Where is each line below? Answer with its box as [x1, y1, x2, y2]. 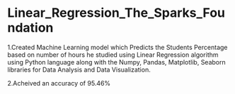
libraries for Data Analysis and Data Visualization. [7, 65, 151, 74]
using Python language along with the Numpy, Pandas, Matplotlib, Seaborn [7, 58, 227, 66]
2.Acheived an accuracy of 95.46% [7, 79, 111, 87]
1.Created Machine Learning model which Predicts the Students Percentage [7, 43, 228, 51]
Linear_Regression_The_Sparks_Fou [7, 5, 225, 21]
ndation [7, 20, 54, 36]
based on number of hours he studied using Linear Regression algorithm [7, 51, 219, 59]
